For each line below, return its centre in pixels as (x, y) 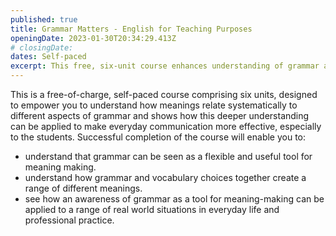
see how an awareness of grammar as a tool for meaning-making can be (174, 199)
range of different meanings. (83, 188)
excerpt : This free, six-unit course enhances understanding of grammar (165, 66)
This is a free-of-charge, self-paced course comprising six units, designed (164, 94)
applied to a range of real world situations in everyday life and (152, 209)
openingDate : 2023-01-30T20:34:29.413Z (93, 38)
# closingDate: (42, 47)
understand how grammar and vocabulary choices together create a (165, 177)
